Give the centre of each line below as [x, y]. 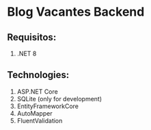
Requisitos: [32, 37]
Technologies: [38, 75]
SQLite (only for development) [59, 99]
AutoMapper [35, 113]
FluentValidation [40, 120]
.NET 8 [27, 53]
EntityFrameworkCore [47, 106]
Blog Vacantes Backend [76, 12]
